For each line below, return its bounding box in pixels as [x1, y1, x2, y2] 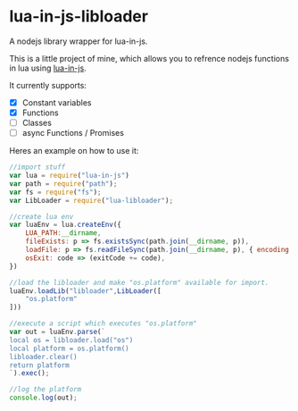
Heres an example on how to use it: [9, 146, 139, 156]
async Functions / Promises [21, 128, 125, 138]
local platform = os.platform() [9, 344, 129, 353]
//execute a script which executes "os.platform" [9, 319, 198, 328]
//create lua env [9, 212, 74, 221]
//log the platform [9, 385, 82, 394]
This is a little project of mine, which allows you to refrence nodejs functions [9, 53, 290, 63]
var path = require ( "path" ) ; [9, 179, 118, 189]
